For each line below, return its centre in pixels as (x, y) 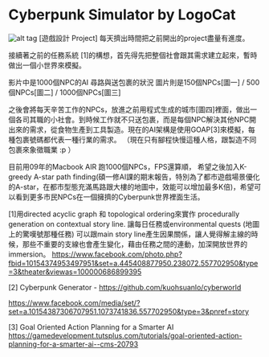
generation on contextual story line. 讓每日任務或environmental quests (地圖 (134, 224)
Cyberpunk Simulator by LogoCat (122, 15)
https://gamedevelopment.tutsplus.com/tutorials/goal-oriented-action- (125, 335)
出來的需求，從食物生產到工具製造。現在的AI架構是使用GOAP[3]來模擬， (128, 129)
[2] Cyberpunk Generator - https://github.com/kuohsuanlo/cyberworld (125, 287)
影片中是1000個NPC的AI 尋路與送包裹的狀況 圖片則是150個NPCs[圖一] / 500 (134, 82)
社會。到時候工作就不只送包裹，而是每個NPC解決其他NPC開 (157, 119)
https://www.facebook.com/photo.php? (117, 254)
